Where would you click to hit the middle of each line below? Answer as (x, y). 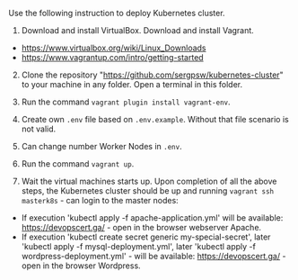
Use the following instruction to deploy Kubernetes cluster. (117, 13)
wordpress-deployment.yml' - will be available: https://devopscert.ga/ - (153, 256)
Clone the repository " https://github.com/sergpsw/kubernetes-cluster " (152, 75)
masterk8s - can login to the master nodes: (100, 200)
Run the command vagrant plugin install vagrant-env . (126, 102)
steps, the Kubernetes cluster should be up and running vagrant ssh (148, 191)
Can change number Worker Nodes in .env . (101, 146)
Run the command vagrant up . (78, 164)
